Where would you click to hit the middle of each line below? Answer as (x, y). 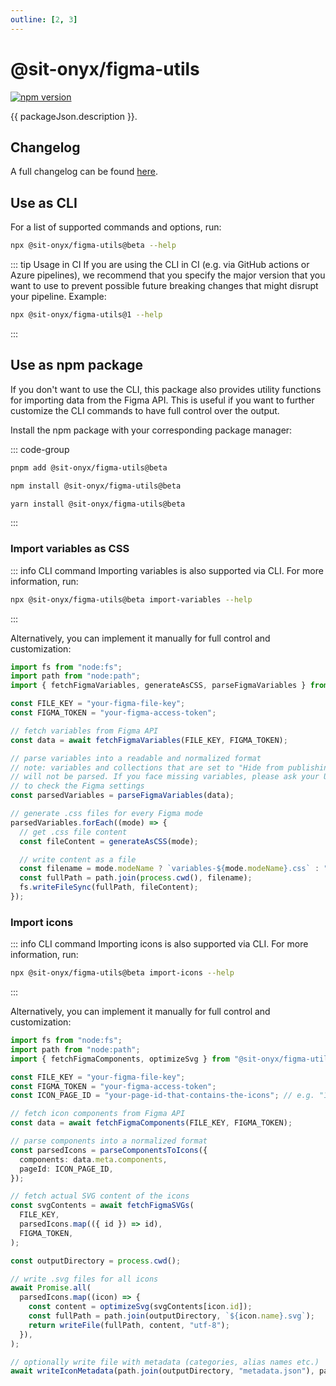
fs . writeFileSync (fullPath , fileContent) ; (109, 887)
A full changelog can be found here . (84, 172)
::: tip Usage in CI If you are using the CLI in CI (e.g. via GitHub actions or (160, 265)
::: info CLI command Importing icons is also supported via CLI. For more (159, 944)
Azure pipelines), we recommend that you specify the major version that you (168, 275)
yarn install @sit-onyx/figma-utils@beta (98, 504)
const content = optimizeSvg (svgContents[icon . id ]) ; (140, 1307)
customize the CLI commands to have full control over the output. (145, 410)
